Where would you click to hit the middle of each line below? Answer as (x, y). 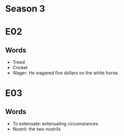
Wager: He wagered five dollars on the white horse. (66, 73)
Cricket (20, 68)
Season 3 (25, 9)
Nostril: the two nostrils (37, 129)
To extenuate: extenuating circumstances (55, 124)
